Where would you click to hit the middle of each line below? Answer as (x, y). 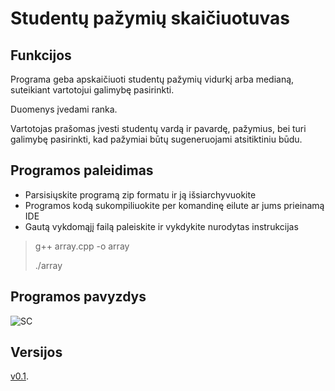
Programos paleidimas (82, 170)
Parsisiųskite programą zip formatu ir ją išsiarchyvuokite (140, 194)
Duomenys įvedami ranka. (64, 109)
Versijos (36, 352)
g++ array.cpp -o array (82, 246)
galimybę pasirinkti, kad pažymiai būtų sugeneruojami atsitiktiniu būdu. (156, 139)
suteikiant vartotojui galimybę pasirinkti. (92, 90)
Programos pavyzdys (78, 297)
